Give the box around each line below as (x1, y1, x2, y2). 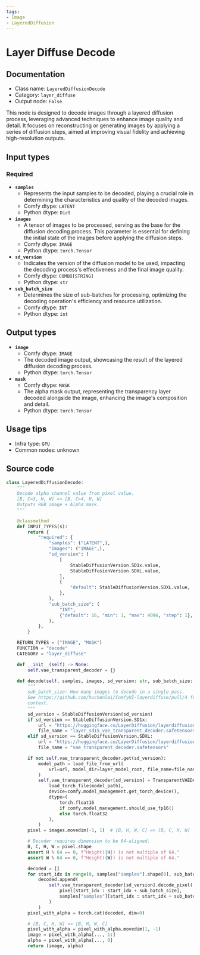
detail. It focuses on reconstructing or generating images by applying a (6, 122, 180, 129)
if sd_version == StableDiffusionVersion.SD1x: (27, 717, 148, 723)
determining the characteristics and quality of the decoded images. (23, 196, 189, 204)
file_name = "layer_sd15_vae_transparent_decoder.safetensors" (37, 728, 198, 734)
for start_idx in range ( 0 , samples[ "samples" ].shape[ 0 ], (27, 871, 171, 877)
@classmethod (17, 517, 49, 524)
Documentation (6, 69, 65, 79)
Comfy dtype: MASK (23, 381, 70, 389)
